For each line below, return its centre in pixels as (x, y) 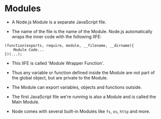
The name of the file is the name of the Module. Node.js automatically (82, 31)
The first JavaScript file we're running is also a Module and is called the (84, 97)
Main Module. (25, 102)
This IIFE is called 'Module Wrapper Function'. (58, 63)
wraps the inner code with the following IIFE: (57, 37)
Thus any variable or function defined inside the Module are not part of (83, 72)
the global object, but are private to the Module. (60, 78)
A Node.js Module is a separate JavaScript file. (59, 22)
